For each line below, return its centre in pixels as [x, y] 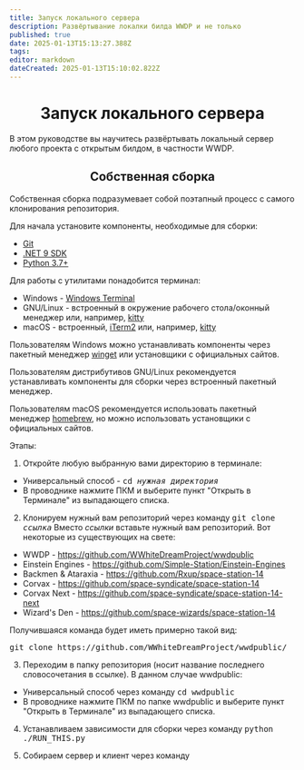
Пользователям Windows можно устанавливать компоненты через [140, 344]
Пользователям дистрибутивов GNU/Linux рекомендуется [123, 371]
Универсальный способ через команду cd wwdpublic [128, 692]
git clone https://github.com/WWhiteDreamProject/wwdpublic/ [148, 647]
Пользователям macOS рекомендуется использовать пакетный [133, 409]
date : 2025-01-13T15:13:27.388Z [70, 43]
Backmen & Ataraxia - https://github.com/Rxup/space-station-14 [143, 574]
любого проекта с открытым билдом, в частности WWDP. [122, 148]
